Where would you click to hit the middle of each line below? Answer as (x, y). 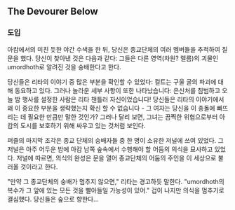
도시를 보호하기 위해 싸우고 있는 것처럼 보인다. (83, 125)
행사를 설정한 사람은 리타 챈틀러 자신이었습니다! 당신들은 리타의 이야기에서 (123, 99)
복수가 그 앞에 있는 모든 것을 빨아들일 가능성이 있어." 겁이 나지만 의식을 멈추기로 (116, 190)
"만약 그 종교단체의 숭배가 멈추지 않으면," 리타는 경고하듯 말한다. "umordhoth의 (116, 181)
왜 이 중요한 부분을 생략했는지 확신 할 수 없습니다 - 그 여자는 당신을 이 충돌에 (111, 108)
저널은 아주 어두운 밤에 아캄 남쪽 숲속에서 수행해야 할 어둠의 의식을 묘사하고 (110, 149)
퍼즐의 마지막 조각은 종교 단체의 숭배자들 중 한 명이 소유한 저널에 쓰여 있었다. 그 (116, 140)
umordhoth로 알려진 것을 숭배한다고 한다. (64, 66)
